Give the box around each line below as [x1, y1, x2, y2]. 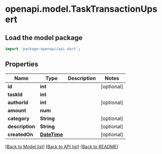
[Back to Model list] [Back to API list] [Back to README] [5, 144, 119, 150]
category [7, 115, 30, 122]
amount [7, 107, 26, 114]
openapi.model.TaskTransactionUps [5, 3, 158, 15]
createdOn [7, 131, 34, 138]
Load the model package [5, 33, 83, 42]
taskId [7, 91, 23, 98]
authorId [7, 99, 29, 106]
